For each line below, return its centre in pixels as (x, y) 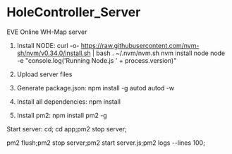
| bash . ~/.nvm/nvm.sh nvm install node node (159, 53)
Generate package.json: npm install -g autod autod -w (95, 88)
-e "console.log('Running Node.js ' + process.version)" (97, 60)
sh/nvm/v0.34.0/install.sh (54, 53)
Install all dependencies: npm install (69, 101)
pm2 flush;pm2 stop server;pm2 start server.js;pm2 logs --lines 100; (106, 143)
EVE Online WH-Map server (47, 32)
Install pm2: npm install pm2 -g (62, 115)
